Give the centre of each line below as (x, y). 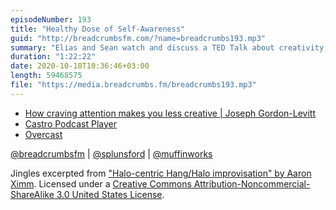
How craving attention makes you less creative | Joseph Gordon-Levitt (170, 113)
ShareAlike (32, 194)
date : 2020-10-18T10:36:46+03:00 (80, 66)
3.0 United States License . (110, 194)
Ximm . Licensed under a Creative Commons (101, 183)
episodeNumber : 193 (51, 19)
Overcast (43, 134)
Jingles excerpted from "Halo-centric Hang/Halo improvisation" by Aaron (161, 173)
